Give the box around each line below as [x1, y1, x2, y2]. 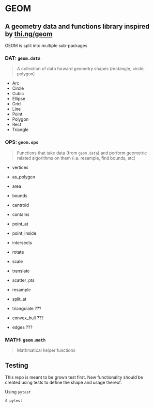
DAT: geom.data [5, 54, 41, 61]
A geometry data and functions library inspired [5, 22, 150, 31]
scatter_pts [12, 277, 35, 283]
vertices [12, 164, 29, 170]
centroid [12, 202, 29, 208]
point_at [12, 221, 28, 227]
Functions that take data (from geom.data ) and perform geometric [16, 150, 147, 156]
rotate [12, 249, 24, 255]
